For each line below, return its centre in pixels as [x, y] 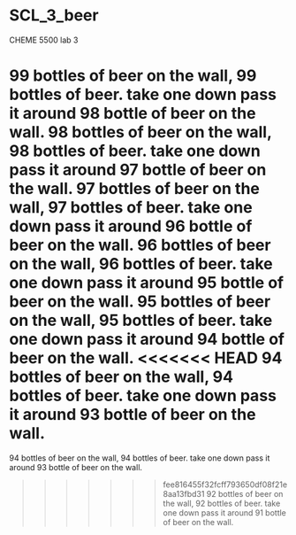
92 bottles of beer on [245, 493]
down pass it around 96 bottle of [131, 226]
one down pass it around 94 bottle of [147, 340]
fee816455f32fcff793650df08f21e [225, 485]
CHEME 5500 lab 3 [44, 40]
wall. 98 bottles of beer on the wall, [140, 132]
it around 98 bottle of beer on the [133, 114]
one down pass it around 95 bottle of [147, 283]
